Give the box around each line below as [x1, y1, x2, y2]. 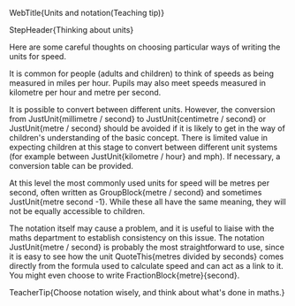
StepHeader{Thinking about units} [9, 25, 134, 34]
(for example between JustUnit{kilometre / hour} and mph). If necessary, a [9, 151, 281, 162]
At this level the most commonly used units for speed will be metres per [9, 178, 270, 188]
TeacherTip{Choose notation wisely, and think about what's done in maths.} [9, 287, 285, 297]
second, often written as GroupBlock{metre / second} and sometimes [9, 187, 262, 197]
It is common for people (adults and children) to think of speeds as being [9, 68, 275, 79]
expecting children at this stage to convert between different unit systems [9, 142, 278, 152]
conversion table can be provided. [9, 161, 134, 171]
